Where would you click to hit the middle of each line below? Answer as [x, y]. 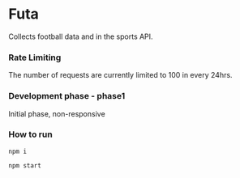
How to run [30, 134]
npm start [25, 165]
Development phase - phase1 [67, 96]
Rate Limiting [35, 57]
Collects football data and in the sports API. [81, 36]
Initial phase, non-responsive [57, 113]
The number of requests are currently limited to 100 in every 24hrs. [120, 75]
